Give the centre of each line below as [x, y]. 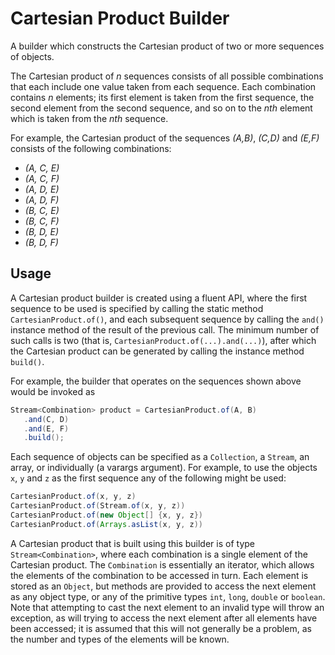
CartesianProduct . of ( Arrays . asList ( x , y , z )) [106, 524]
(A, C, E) [42, 168]
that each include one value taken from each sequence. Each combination [163, 86]
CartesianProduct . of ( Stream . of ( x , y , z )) [98, 506]
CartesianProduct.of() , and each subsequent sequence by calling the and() [167, 319]
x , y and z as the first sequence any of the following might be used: [148, 478]
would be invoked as [53, 391]
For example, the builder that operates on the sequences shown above [156, 381]
